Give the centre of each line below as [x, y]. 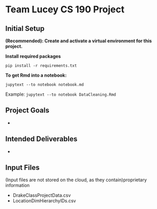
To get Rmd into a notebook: [36, 75]
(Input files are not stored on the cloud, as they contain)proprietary [76, 180]
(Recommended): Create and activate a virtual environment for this [78, 41]
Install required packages [33, 56]
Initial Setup [25, 29]
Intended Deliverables [41, 139]
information [18, 185]
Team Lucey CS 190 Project [65, 10]
